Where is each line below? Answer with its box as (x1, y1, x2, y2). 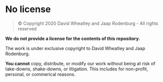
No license (5, 4, 51, 15)
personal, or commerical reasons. (5, 71, 76, 77)
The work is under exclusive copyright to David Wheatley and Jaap (5, 45, 146, 51)
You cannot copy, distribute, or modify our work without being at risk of (5, 60, 156, 66)
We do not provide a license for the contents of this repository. (5, 35, 141, 42)
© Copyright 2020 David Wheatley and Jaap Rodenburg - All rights (17, 20, 158, 26)
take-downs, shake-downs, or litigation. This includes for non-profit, (5, 66, 148, 72)
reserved (17, 25, 37, 31)
